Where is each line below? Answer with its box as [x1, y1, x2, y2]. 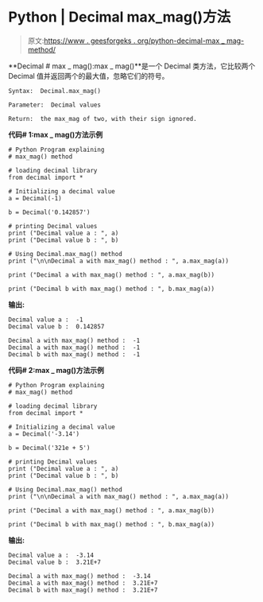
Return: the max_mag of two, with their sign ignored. [8, 115, 197, 122]
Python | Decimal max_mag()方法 [8, 8, 231, 26]
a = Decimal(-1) [8, 194, 62, 202]
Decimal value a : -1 [8, 316, 83, 324]
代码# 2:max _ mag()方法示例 [8, 365, 105, 375]
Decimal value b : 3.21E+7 [8, 558, 102, 566]
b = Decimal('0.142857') [8, 208, 91, 216]
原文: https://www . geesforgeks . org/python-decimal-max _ [27, 36, 225, 45]
